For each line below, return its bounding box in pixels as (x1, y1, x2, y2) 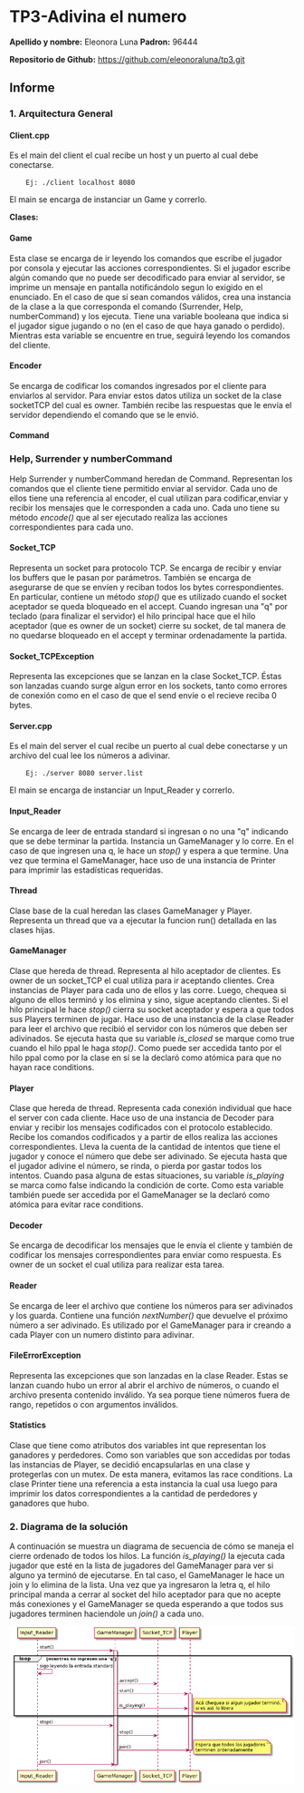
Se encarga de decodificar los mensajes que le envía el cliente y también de (9, 1240, 294, 1251)
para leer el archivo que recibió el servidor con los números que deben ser (9, 1023, 288, 1034)
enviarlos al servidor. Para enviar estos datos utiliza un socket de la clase (9, 390, 282, 401)
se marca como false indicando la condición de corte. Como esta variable (9, 1180, 284, 1191)
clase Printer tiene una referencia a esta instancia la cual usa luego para (9, 1478, 278, 1489)
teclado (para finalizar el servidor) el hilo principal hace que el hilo (9, 610, 256, 621)
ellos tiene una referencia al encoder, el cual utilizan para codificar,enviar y (9, 492, 289, 503)
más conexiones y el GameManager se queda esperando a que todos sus (9, 1599, 284, 1610)
